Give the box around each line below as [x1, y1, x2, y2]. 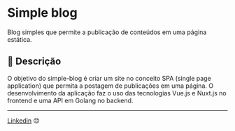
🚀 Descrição [7, 56, 62, 68]
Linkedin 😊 [7, 116, 40, 125]
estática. [7, 35, 33, 43]
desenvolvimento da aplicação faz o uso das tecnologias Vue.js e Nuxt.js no [7, 88, 227, 97]
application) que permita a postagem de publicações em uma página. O [7, 82, 214, 90]
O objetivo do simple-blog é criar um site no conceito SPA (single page [7, 74, 211, 82]
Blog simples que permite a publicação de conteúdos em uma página [7, 28, 207, 36]
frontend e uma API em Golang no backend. [7, 96, 134, 105]
